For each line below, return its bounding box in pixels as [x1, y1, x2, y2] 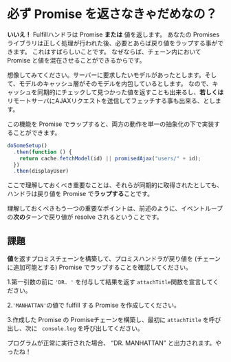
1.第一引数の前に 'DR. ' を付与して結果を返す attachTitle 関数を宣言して [7, 278, 213, 286]
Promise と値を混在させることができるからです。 [7, 56, 146, 64]
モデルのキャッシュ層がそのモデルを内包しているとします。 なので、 [19, 79, 212, 87]
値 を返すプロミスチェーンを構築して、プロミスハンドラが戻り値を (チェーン [7, 255, 221, 263]
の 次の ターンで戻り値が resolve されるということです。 [7, 213, 163, 221]
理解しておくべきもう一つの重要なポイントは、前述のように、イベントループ [7, 204, 223, 213]
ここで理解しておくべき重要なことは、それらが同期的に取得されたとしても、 [7, 181, 223, 189]
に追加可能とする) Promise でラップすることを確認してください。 [7, 263, 192, 272]
